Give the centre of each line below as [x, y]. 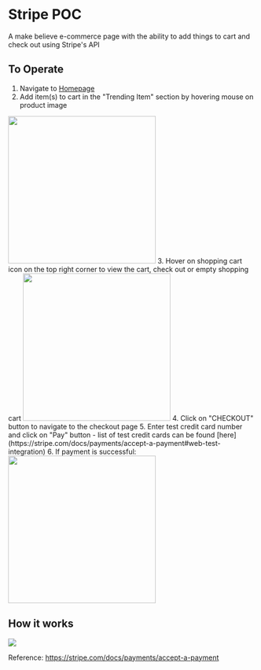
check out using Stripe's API [54, 44]
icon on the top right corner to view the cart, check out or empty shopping [129, 269]
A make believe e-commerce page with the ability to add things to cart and [129, 36]
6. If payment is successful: [92, 451]
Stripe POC [45, 15]
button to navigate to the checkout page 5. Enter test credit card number [125, 426]
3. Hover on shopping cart [199, 260]
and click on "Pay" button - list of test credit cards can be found [112, 435]
